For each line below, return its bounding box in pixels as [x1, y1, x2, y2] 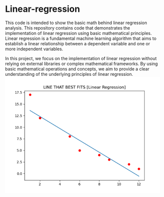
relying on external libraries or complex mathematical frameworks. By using [5, 61, 158, 66]
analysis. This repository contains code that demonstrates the [5, 25, 130, 31]
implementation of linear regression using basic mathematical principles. [5, 30, 152, 36]
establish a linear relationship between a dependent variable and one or [5, 40, 150, 46]
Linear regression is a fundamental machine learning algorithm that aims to [5, 35, 157, 41]
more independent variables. [5, 46, 63, 52]
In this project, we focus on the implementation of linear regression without [5, 55, 157, 61]
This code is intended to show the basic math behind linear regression [5, 20, 147, 26]
